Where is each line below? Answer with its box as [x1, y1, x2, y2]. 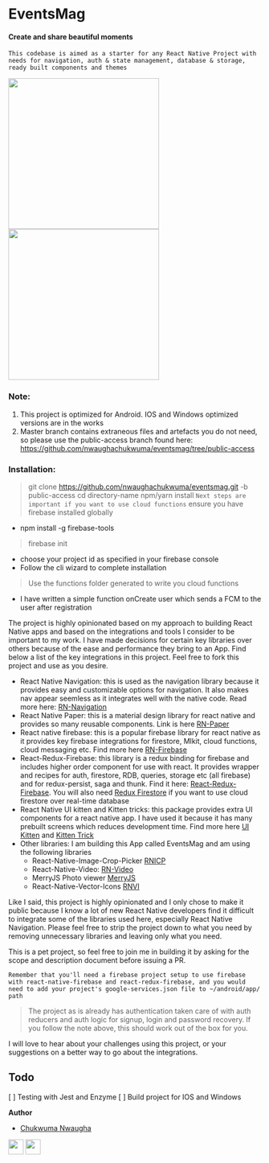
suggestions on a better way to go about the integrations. [8, 1047, 198, 1057]
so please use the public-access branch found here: [19, 435, 194, 445]
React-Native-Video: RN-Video [31, 864, 134, 873]
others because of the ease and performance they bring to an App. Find [8, 643, 247, 653]
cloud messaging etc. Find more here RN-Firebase [19, 745, 187, 754]
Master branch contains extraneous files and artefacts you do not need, [19, 426, 258, 436]
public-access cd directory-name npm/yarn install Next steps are [27, 490, 247, 499]
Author [8, 1108, 33, 1117]
